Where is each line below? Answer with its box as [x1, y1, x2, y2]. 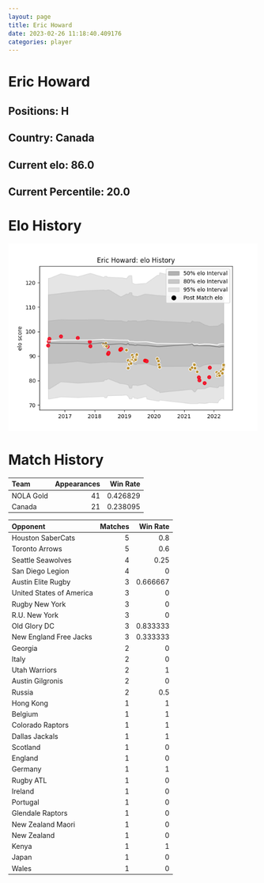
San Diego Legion [11, 566, 70, 576]
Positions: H [8, 104, 70, 118]
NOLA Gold [11, 491, 49, 500]
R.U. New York [11, 610, 59, 619]
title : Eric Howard [8, 21, 73, 29]
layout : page [8, 13, 51, 21]
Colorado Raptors [11, 721, 70, 730]
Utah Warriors [11, 665, 58, 675]
